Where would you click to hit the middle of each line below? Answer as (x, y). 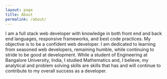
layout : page (19, 10)
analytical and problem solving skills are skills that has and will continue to (83, 65)
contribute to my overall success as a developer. (56, 71)
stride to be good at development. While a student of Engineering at (76, 55)
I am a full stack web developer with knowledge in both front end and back (83, 34)
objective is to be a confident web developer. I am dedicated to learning (80, 44)
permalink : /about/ (26, 19)
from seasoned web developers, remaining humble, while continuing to (80, 50)
